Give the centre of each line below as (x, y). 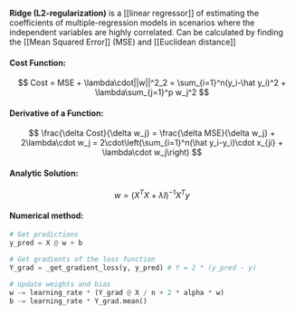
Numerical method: (47, 215)
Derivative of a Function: (57, 113)
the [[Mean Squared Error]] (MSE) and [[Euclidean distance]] (123, 42)
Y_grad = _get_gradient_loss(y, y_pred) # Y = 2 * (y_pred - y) (133, 268)
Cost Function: (38, 62)
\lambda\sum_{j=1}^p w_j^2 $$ (152, 92)
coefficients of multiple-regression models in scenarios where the (132, 23)
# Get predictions (44, 234)
